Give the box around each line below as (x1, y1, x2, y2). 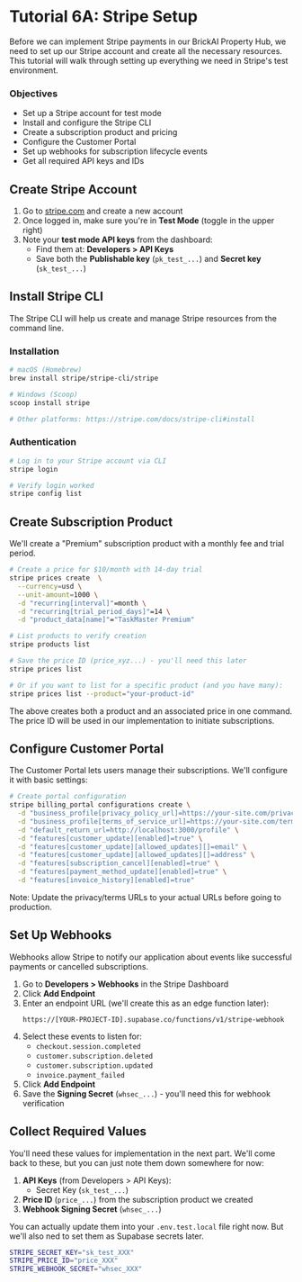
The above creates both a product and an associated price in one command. (9, 705, 293, 717)
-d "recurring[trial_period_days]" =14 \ (17, 607, 171, 616)
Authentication (9, 436, 76, 448)
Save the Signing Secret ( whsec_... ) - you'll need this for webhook (22, 1088, 271, 1099)
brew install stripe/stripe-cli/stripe (9, 374, 159, 384)
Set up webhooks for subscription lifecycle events (22, 146, 209, 157)
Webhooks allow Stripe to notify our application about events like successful (9, 952, 292, 962)
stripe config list (9, 489, 83, 499)
